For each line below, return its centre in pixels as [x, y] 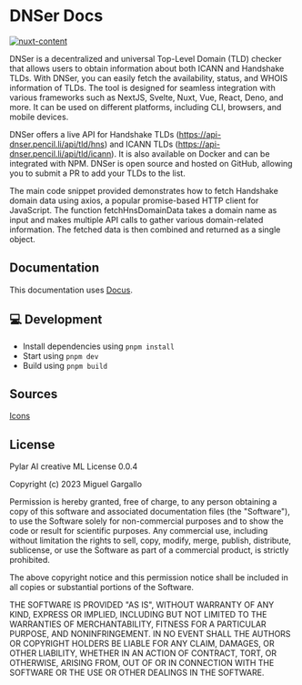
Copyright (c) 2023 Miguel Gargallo [76, 485]
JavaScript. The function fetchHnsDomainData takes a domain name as [143, 210]
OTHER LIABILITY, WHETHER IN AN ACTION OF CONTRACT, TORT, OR [143, 653]
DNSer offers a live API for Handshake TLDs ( [95, 134]
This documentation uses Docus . [71, 290]
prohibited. [30, 560]
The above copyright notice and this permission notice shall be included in [149, 578]
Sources [34, 394]
